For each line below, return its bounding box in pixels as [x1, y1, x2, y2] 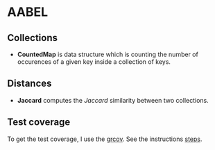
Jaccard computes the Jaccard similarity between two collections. [17, 96, 209, 104]
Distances [7, 78, 52, 90]
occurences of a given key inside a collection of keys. [17, 58, 171, 66]
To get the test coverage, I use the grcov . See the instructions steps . [7, 135, 203, 143]
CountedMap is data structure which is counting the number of [17, 50, 199, 58]
